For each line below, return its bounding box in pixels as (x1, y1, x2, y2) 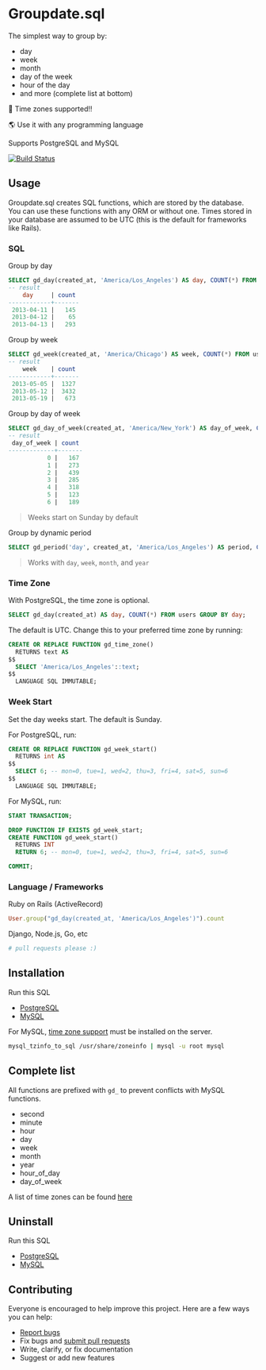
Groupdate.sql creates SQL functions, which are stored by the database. (8, 198, 244, 207)
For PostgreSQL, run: (8, 730, 77, 739)
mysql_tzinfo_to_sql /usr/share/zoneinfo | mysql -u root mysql (8, 1042, 225, 1050)
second (19, 1109, 45, 1118)
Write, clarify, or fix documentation (19, 1345, 133, 1354)
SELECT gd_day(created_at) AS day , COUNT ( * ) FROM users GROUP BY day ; (8, 611, 246, 619)
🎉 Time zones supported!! (8, 104, 93, 114)
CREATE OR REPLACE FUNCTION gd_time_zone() (8, 640, 154, 648)
